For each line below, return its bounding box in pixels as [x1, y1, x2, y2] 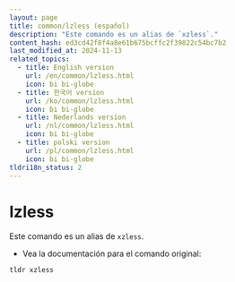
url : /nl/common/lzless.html [25, 122, 135, 131]
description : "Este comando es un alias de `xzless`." [9, 30, 219, 38]
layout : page [9, 13, 58, 22]
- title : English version [17, 64, 115, 73]
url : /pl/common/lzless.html [25, 146, 135, 155]
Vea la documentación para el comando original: [22, 248, 202, 260]
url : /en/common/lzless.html [25, 72, 135, 81]
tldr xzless [9, 266, 54, 275]
